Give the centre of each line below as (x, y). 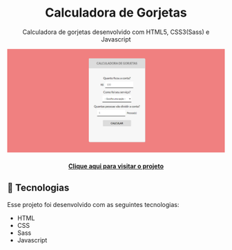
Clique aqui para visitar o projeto (116, 166)
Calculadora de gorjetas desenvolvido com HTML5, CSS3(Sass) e (116, 32)
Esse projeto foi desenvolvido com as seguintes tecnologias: (93, 204)
